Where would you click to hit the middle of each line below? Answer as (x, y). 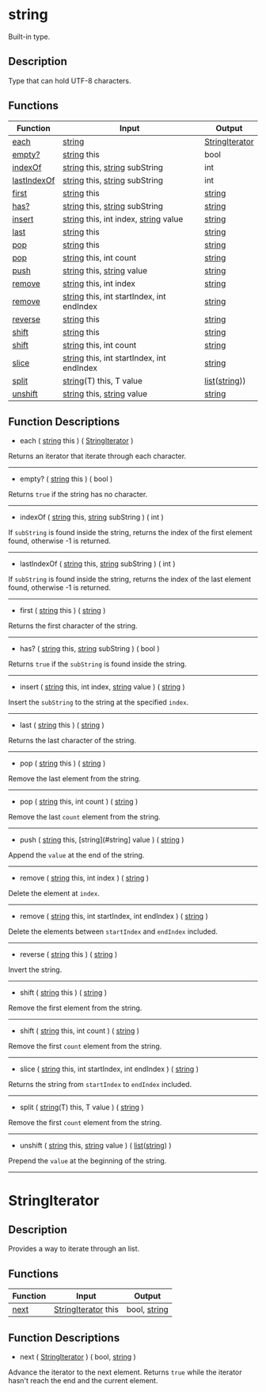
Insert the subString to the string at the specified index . (99, 702)
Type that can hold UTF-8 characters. (70, 80)
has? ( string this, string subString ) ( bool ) (89, 649)
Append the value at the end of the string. (76, 855)
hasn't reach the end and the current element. (83, 1380)
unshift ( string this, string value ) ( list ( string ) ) (95, 1146)
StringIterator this (86, 1309)
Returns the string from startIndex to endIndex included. (100, 1085)
